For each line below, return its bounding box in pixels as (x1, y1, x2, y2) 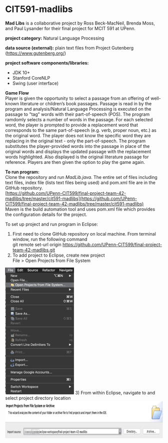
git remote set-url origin (12, 242, 61, 248)
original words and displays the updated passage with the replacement (5, 148, 151, 154)
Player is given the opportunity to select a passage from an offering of (5, 95, 150, 101)
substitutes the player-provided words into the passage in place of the (5, 143, 150, 149)
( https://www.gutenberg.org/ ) (5, 50, 66, 56)
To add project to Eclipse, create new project (12, 252, 105, 258)
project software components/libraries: (5, 60, 89, 66)
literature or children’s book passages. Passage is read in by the (19, 100, 152, 106)
